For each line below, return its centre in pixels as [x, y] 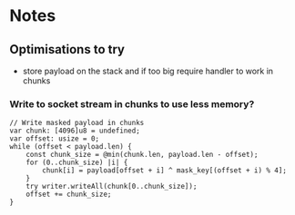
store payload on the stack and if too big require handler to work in [148, 71]
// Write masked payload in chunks [77, 123]
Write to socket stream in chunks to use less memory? [132, 103]
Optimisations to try [67, 49]
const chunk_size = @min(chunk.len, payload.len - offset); [142, 155]
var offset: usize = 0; [55, 139]
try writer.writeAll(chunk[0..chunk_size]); [112, 187]
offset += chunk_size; [69, 195]
